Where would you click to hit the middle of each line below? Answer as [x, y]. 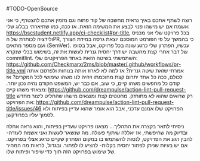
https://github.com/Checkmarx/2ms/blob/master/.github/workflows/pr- [94, 64]
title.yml [16, 70]
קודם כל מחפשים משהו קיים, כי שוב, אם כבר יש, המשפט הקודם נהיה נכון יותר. [93, 83]
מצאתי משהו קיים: [27, 89]
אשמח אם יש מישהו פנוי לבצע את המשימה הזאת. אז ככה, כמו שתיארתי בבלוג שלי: [98, 26]
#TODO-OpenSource [32, 9]
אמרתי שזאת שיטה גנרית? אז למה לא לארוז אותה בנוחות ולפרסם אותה [105, 70]
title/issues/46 [24, 108]
